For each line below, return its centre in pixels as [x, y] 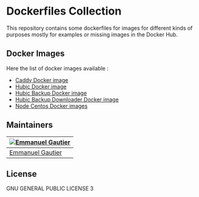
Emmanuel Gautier [36, 152]
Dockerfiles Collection [64, 11]
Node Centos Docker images [51, 106]
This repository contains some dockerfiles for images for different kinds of [100, 28]
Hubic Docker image [41, 86]
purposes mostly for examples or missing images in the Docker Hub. [92, 34]
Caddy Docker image [42, 80]
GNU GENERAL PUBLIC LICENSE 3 [50, 188]
